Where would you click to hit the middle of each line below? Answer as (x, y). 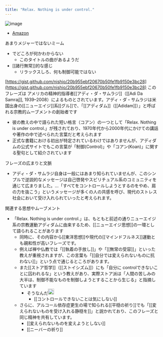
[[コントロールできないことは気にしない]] (75, 299)
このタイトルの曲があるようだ (49, 60)
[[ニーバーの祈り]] (45, 330)
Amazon (20, 33)
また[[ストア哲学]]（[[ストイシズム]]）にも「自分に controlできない (87, 267)
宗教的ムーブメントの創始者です (45, 112)
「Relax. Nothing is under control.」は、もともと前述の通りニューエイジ (84, 218)
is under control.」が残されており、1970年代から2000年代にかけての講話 (85, 128)
